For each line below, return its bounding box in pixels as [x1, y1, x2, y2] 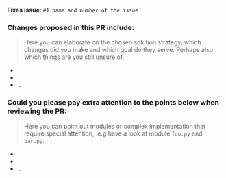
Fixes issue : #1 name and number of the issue [7, 6, 138, 14]
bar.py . [23, 136, 45, 144]
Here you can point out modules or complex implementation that [23, 122, 206, 130]
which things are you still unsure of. [23, 53, 125, 61]
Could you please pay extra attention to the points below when [7, 98, 220, 107]
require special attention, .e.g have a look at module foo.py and [23, 129, 203, 138]
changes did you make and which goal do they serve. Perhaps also [23, 46, 214, 54]
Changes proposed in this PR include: [7, 23, 135, 32]
